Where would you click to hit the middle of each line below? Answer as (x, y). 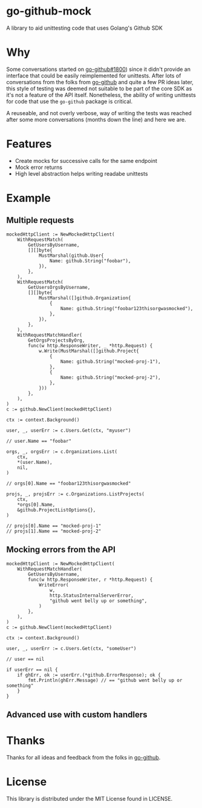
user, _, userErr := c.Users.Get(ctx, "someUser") (71, 648)
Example (28, 198)
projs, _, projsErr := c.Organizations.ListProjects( (76, 494)
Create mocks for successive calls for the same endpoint (86, 161)
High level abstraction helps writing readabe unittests (81, 173)
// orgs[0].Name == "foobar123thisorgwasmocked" (69, 483)
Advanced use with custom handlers (77, 715)
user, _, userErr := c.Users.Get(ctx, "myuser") (69, 430)
